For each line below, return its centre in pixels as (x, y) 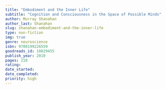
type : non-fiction (24, 33)
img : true (15, 38)
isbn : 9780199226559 (27, 46)
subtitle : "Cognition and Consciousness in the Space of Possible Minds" (83, 14)
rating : (13, 65)
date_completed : (22, 74)
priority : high (21, 79)
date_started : (20, 70)
